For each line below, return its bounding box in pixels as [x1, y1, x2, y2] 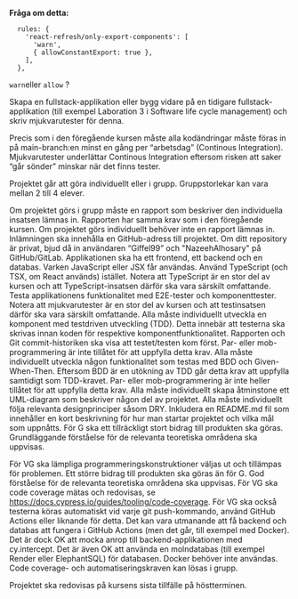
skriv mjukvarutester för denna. [9, 116, 125, 125]
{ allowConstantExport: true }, [32, 48, 153, 57]
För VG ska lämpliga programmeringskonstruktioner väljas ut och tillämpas [9, 458, 282, 469]
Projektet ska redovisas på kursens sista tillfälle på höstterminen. [9, 580, 247, 590]
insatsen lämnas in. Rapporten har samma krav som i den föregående [9, 215, 263, 225]
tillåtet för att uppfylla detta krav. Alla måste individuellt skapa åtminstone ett [9, 384, 290, 395]
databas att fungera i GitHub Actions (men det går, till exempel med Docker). [9, 525, 290, 535]
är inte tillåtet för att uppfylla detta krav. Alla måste [68, 347, 254, 357]
